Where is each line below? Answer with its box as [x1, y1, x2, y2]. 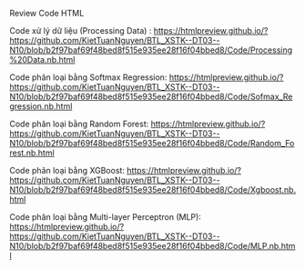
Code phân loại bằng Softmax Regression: [9, 72, 168, 83]
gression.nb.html [9, 101, 73, 112]
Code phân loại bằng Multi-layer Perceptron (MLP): [9, 212, 202, 222]
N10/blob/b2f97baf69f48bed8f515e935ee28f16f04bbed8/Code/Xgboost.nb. [9, 184, 297, 194]
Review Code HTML [9, 8, 85, 18]
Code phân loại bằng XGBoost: [9, 165, 126, 175]
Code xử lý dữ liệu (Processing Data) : [9, 25, 152, 35]
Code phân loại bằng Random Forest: [9, 118, 149, 129]
